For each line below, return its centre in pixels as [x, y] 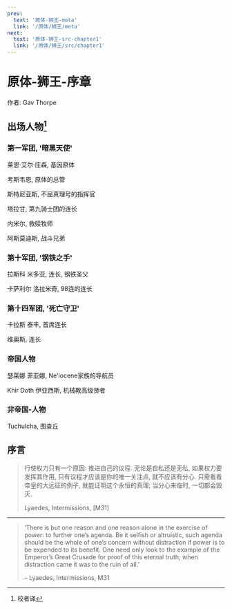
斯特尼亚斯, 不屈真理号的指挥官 [51, 194]
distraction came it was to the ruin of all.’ [82, 564]
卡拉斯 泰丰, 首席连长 [37, 325]
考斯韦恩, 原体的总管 [36, 179]
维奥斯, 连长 [24, 339]
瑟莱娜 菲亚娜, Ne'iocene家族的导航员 [60, 375]
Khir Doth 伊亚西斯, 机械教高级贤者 [56, 390]
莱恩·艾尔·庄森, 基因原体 [41, 165]
